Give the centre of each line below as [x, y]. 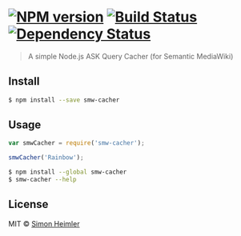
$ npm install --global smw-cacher [68, 172]
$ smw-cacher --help [43, 180]
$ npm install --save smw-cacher [64, 100]
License [28, 204]
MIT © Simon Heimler [44, 223]
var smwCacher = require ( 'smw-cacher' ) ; [77, 143]
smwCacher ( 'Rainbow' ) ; [46, 158]
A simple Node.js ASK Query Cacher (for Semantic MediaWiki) [131, 56]
